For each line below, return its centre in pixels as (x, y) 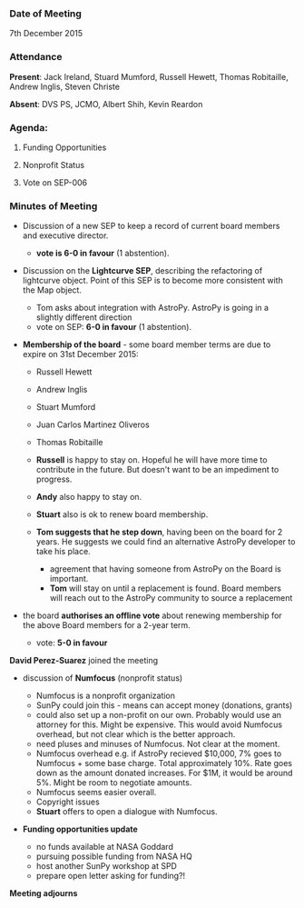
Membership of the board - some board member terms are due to (147, 344)
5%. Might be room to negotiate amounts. (114, 783)
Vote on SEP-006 (55, 182)
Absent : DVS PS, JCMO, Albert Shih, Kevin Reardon (106, 104)
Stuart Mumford (66, 407)
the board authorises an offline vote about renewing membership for (152, 615)
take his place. (63, 552)
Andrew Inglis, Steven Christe (65, 86)
